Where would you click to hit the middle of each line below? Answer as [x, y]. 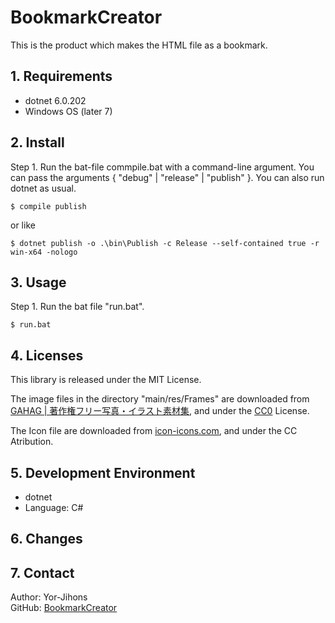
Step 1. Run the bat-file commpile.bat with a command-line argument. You [162, 167]
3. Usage [38, 282]
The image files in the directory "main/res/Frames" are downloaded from [160, 399]
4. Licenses [47, 355]
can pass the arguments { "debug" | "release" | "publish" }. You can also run [167, 177]
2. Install [37, 142]
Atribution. [32, 442]
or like [23, 225]
